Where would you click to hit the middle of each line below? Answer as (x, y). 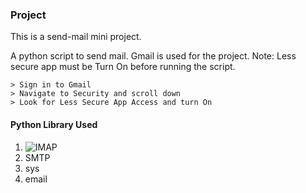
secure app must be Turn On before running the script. (123, 67)
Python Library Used (54, 124)
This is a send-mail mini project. (76, 37)
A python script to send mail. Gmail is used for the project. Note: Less (153, 56)
